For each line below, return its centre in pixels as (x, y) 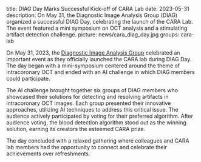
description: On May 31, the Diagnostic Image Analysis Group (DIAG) (92, 15)
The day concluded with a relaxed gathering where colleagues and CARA (98, 141)
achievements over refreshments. (48, 154)
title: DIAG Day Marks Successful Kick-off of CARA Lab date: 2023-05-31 (98, 9)
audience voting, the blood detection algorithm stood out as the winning (96, 123)
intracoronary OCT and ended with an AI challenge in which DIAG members (101, 72)
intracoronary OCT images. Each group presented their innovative (89, 103)
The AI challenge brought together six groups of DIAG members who (92, 90)
